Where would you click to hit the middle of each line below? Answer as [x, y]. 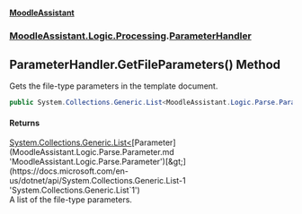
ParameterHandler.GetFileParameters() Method [145, 64]
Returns [25, 123]
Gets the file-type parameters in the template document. [114, 86]
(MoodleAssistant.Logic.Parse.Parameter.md [92, 152]
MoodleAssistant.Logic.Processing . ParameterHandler [130, 36]
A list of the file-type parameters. [71, 200]
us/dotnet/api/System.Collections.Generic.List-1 [98, 181]
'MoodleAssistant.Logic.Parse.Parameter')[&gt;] [98, 162]
